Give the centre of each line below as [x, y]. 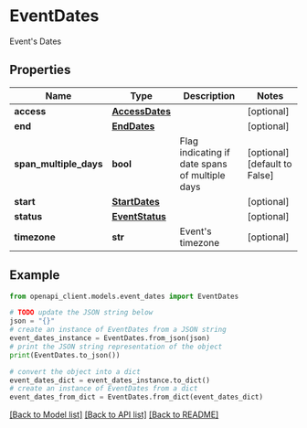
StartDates [136, 201]
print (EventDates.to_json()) [65, 355]
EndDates [133, 126]
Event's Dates [36, 41]
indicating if [205, 152]
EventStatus [139, 216]
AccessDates [142, 111]
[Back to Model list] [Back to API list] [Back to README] [114, 415]
